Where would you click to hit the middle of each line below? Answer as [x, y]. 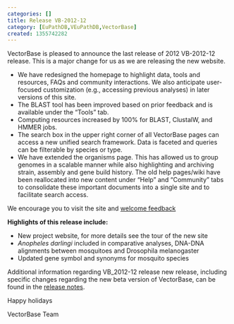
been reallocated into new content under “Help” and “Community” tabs [121, 180]
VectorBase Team [33, 314]
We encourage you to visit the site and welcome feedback [92, 208]
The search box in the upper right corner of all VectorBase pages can [118, 135]
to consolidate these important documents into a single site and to [113, 187]
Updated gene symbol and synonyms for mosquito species [103, 258]
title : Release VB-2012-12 [47, 20]
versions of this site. [47, 97]
